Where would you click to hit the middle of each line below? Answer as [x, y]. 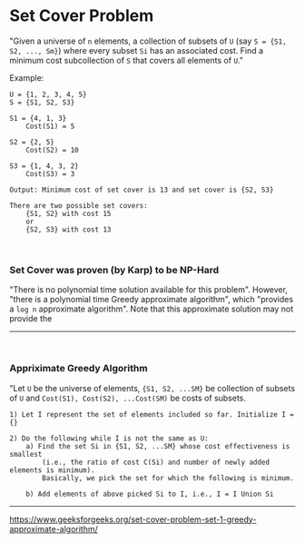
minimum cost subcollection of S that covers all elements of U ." [126, 60]
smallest [26, 454]
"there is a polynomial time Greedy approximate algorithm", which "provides [151, 300]
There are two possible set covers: [79, 205]
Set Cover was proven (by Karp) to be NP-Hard [114, 270]
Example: [27, 77]
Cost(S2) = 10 [52, 150]
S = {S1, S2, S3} [42, 102]
